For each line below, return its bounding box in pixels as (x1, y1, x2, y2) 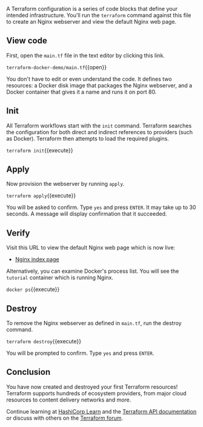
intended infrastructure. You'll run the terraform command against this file (6, 12, 191, 19)
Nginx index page (15, 256, 59, 263)
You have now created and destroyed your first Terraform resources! (6, 383, 178, 391)
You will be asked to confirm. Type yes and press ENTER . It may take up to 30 (6, 203, 196, 211)
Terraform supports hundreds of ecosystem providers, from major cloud (6, 389, 187, 397)
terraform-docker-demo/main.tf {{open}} (6, 63, 107, 70)
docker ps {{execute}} (6, 285, 60, 293)
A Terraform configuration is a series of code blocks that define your (6, 5, 178, 12)
